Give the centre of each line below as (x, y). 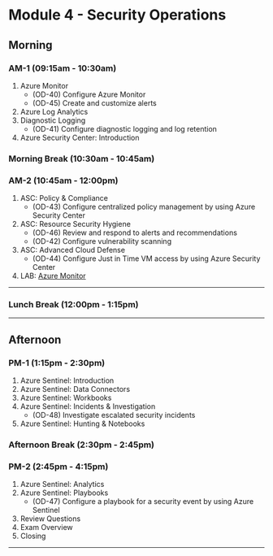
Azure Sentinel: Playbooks (64, 493)
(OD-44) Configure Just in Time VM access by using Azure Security (146, 258)
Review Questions (50, 519)
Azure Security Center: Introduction (80, 137)
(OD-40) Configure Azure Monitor (89, 94)
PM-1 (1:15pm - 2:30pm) (57, 363)
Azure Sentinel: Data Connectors (75, 389)
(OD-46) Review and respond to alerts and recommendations (135, 232)
